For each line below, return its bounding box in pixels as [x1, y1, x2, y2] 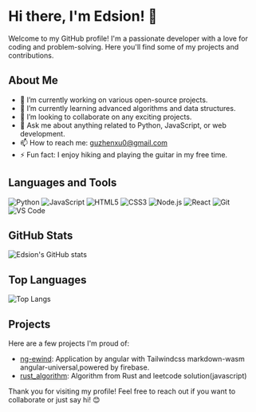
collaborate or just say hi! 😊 [8, 395, 100, 404]
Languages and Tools [8, 176, 117, 190]
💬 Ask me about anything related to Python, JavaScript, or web [19, 120, 227, 130]
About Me [8, 73, 58, 87]
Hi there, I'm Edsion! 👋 [8, 7, 158, 26]
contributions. [8, 50, 54, 60]
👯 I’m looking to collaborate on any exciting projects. [19, 112, 192, 121]
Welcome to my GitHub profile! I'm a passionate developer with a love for [8, 34, 249, 43]
